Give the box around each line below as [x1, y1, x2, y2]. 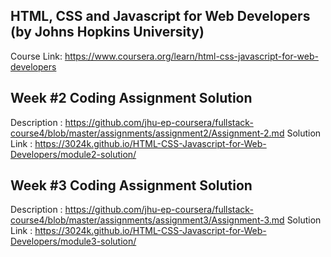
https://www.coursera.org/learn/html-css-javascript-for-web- [64, 50, 319, 62]
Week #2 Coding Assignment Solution [10, 90, 253, 107]
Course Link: [10, 50, 63, 62]
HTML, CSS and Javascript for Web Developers [10, 8, 311, 25]
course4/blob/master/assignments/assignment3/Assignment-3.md [10, 214, 285, 226]
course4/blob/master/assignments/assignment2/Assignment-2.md [10, 127, 285, 139]
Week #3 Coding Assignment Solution [10, 177, 253, 194]
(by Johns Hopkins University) [10, 24, 205, 41]
